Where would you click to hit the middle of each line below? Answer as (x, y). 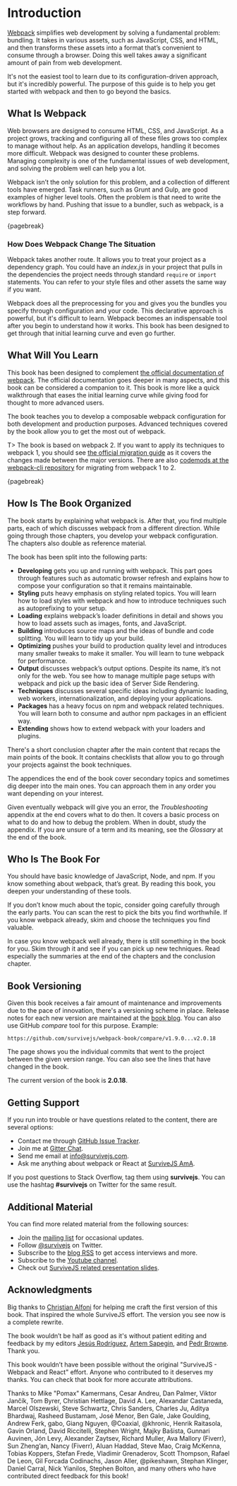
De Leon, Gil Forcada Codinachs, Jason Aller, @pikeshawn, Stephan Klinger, (118, 1461)
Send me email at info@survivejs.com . (73, 1156)
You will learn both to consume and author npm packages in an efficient (122, 713)
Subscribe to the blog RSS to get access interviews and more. (108, 1253)
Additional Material (50, 1207)
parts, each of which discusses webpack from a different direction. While (114, 528)
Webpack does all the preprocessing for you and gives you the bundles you (117, 303)
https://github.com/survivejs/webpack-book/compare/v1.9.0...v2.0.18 (112, 1039)
